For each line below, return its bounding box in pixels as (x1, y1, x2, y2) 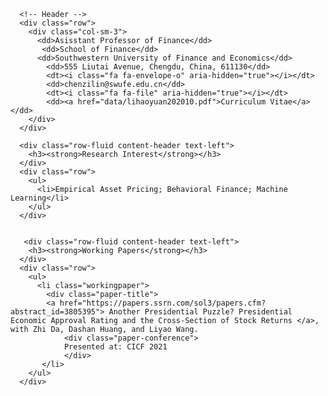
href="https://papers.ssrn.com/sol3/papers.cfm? (59, 298, 267, 308)
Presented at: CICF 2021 (63, 342, 168, 352)
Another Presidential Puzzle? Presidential (108, 307, 293, 317)
